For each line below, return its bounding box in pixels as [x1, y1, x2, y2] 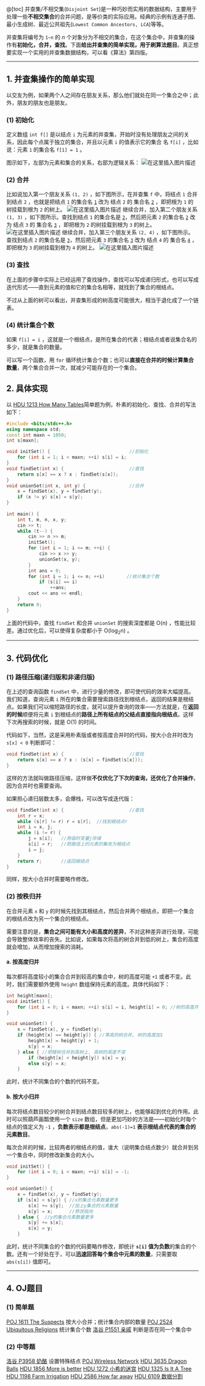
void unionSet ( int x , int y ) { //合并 [6, 482, 145, 489]
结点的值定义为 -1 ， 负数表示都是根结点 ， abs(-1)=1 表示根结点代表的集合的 [6, 1123, 196, 1130]
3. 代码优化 [6, 653, 48, 663]
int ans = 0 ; [28, 568, 62, 574]
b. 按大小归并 [6, 1093, 40, 1100]
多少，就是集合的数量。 [6, 343, 65, 351]
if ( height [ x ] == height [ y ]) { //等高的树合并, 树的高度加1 [17, 1032, 164, 1038]
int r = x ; [17, 813, 45, 819]
